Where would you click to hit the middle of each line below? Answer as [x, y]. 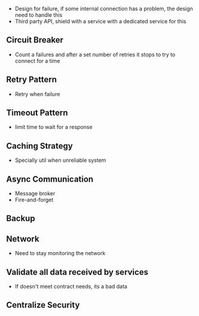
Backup [21, 218]
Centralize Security [43, 305]
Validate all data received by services [77, 272]
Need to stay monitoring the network [60, 253]
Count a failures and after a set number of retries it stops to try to [95, 54]
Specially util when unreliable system [60, 160]
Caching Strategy [39, 146]
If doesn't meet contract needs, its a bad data [71, 287]
